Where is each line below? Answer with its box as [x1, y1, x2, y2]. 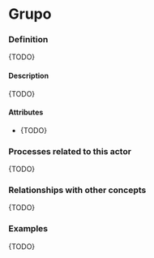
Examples [8, 223, 49, 234]
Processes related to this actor [8, 145, 132, 157]
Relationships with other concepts [8, 184, 147, 196]
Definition [8, 34, 49, 45]
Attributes [8, 107, 44, 118]
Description [8, 71, 49, 81]
